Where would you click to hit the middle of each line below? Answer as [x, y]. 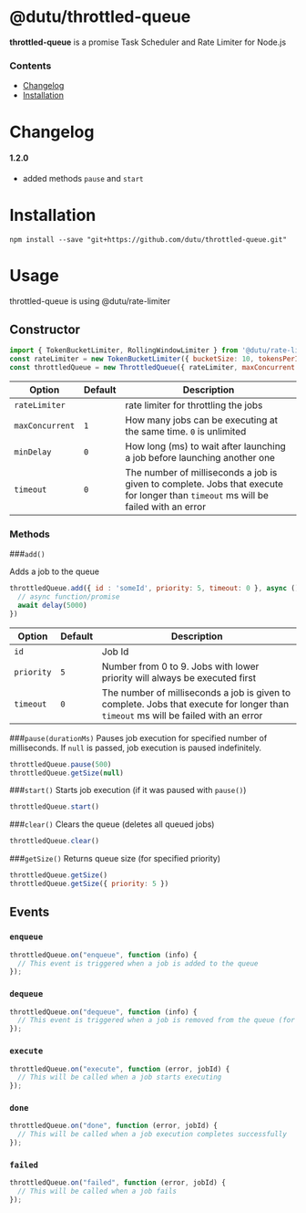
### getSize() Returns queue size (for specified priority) [115, 859]
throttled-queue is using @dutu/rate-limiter [90, 301]
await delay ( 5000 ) [53, 605]
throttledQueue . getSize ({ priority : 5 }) [89, 884]
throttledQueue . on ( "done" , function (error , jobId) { [114, 1126]
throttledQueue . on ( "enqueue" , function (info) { [103, 955]
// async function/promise [69, 597]
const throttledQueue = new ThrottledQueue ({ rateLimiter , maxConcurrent [153, 368]
